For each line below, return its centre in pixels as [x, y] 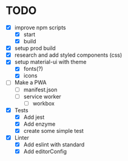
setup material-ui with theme [50, 62]
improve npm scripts [40, 27]
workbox [44, 103]
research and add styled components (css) [68, 55]
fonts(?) [33, 69]
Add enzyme [39, 124]
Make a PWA [30, 82]
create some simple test [54, 131]
